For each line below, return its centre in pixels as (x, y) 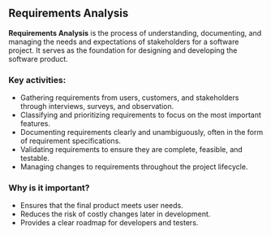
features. (35, 124)
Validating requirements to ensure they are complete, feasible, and (131, 150)
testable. (35, 159)
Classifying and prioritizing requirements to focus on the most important (141, 115)
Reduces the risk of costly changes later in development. (115, 214)
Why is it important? (49, 188)
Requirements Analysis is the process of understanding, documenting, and (135, 33)
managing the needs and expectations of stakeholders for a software (124, 41)
